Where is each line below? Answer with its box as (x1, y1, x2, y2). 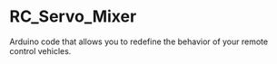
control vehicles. (9, 45, 72, 56)
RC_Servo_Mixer (9, 6, 137, 27)
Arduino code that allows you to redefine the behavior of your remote (9, 36, 269, 47)
